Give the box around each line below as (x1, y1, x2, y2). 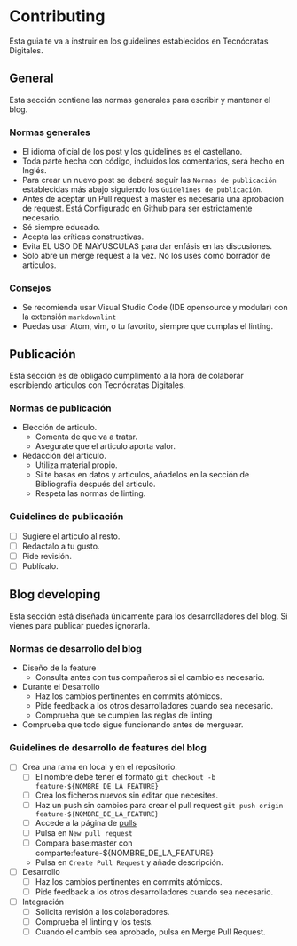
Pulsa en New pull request (35, 827, 133, 838)
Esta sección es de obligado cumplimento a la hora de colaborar (9, 371, 244, 381)
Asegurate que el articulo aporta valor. (35, 441, 176, 452)
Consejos (9, 282, 51, 294)
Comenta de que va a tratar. (35, 431, 138, 442)
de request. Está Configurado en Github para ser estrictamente (21, 203, 253, 214)
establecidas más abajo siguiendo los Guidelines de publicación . (21, 184, 263, 195)
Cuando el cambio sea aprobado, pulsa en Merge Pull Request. (35, 926, 266, 937)
